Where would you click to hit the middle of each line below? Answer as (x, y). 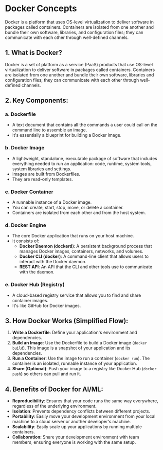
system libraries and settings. (42, 169)
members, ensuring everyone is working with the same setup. (74, 442)
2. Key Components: (37, 100)
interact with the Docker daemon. (53, 262)
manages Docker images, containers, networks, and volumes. (81, 252)
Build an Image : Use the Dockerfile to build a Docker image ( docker (80, 343)
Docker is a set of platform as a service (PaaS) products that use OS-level (79, 64)
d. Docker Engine (26, 225)
